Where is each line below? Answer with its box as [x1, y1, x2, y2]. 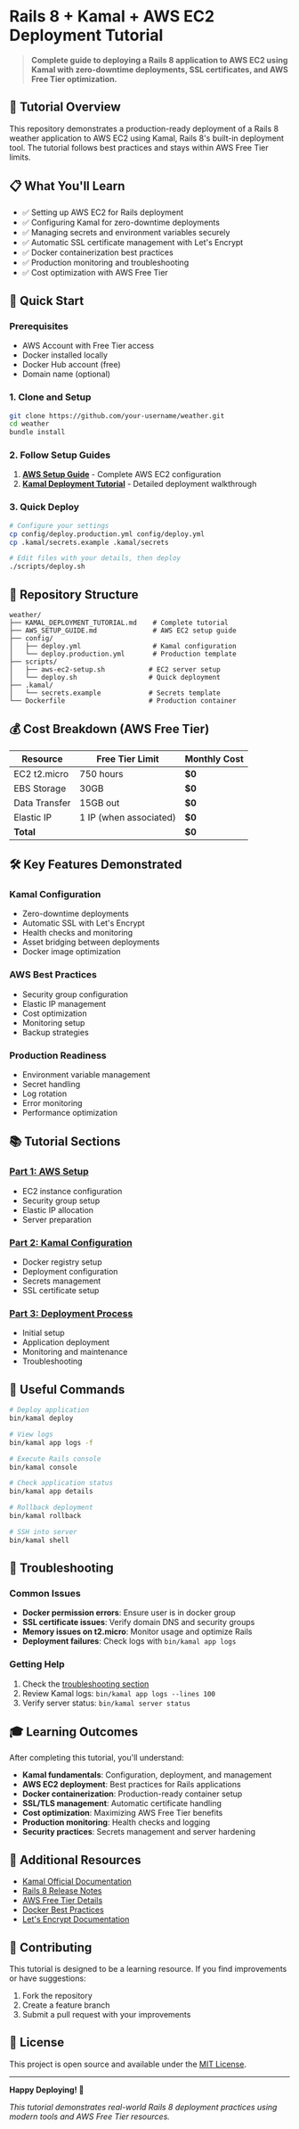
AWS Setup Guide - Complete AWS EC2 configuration [21, 469, 222, 480]
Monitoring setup [21, 1017, 85, 1027]
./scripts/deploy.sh [9, 562, 86, 572]
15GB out [79, 796, 120, 809]
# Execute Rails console [9, 1454, 101, 1464]
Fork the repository [21, 1991, 93, 2001]
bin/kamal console [9, 1463, 77, 1472]
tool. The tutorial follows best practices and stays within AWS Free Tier [9, 142, 269, 153]
